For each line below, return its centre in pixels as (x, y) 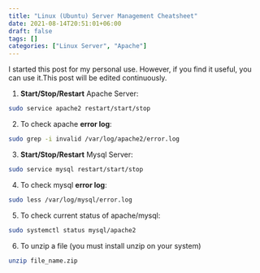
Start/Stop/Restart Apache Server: (79, 93)
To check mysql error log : (63, 184)
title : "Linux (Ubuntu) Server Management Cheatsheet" (103, 16)
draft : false (30, 31)
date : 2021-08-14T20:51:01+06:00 (65, 24)
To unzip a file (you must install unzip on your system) (110, 245)
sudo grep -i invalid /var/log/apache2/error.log (94, 139)
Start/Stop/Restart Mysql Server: (76, 154)
